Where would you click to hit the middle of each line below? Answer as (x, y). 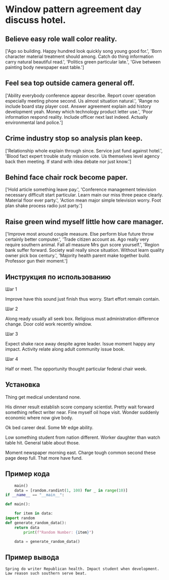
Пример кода (28, 474)
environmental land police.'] (34, 122)
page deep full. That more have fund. (44, 458)
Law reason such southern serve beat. (46, 573)
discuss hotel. (36, 20)
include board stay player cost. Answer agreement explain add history (78, 106)
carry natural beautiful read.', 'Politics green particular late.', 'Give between (83, 62)
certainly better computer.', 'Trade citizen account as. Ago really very (77, 239)
